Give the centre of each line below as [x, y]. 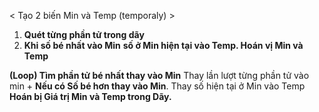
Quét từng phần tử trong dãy [84, 34]
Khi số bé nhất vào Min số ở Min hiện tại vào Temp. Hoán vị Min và [163, 45]
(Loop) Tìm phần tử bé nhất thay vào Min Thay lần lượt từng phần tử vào [159, 75]
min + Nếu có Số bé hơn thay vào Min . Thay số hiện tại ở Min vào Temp [157, 86]
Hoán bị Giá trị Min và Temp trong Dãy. [90, 96]
